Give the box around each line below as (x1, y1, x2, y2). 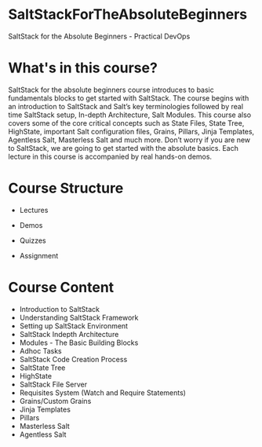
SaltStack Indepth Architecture (19, 329, 119, 339)
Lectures (19, 205, 49, 214)
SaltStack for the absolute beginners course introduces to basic (8, 85, 214, 94)
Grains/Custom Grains (19, 396, 92, 405)
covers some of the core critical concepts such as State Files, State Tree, (8, 118, 245, 127)
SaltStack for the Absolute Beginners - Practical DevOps (8, 31, 191, 41)
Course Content (8, 279, 115, 296)
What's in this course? (8, 59, 158, 77)
